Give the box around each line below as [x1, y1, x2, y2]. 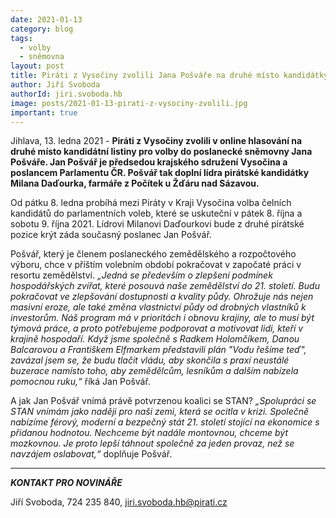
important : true [10, 107, 78, 118]
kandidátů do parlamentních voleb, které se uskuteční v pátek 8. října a [10, 207, 303, 220]
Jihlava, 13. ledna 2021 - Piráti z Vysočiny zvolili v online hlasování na [10, 135, 303, 147]
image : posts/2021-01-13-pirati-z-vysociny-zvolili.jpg [10, 98, 248, 108]
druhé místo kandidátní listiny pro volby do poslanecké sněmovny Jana [10, 146, 313, 158]
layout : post [10, 61, 65, 71]
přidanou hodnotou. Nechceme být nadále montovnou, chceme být [10, 427, 288, 439]
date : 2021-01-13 [10, 14, 83, 25]
